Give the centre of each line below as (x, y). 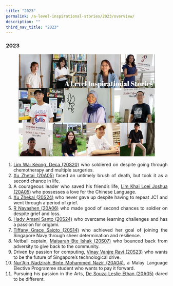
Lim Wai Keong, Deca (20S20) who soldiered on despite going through (90, 164)
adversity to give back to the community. (56, 246)
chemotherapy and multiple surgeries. (53, 170)
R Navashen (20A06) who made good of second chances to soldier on (90, 208)
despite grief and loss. (37, 214)
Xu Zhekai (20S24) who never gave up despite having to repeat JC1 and (90, 197)
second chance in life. (37, 181)
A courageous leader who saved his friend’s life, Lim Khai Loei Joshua (90, 186)
